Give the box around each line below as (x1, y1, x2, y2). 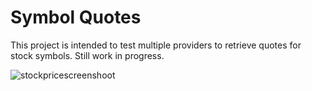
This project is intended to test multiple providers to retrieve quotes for (10, 39, 302, 51)
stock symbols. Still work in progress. (10, 49, 165, 61)
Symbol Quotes (10, 6, 142, 29)
